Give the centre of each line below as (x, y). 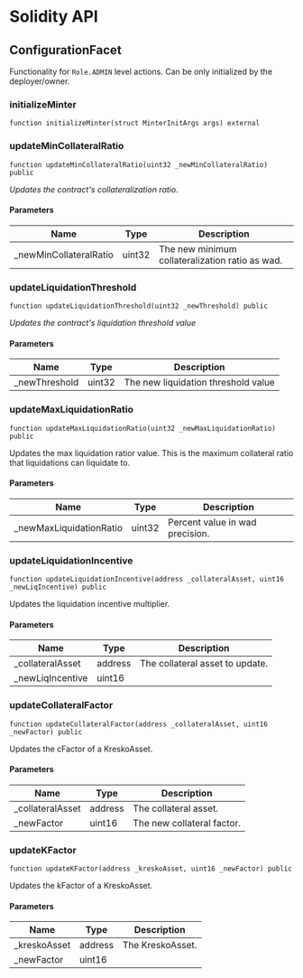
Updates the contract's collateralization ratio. (94, 189)
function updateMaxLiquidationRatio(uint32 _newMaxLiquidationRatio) (143, 428)
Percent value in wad (212, 522)
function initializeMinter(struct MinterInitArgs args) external (134, 124)
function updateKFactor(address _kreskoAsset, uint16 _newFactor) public (151, 869)
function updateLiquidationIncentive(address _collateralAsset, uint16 (147, 580)
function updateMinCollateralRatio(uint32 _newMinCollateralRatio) (139, 164)
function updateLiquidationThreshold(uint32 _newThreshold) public (139, 306)
